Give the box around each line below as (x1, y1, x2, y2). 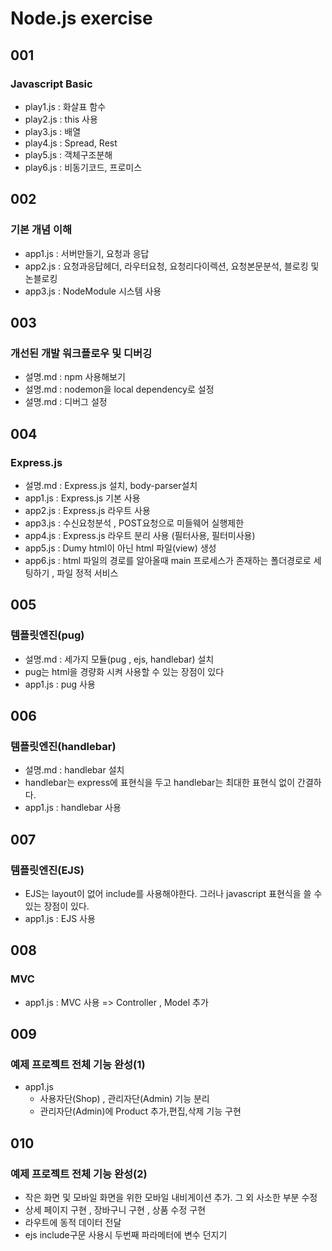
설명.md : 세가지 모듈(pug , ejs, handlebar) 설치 (24, 653, 215, 665)
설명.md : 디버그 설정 (24, 396, 108, 408)
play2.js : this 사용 (24, 113, 98, 125)
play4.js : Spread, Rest (24, 137, 118, 149)
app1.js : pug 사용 (24, 678, 96, 690)
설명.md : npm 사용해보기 (24, 371, 126, 383)
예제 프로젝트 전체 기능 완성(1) (10, 1058, 146, 1071)
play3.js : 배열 (24, 125, 82, 137)
